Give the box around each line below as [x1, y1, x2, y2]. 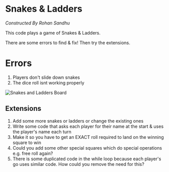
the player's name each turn [12, 128, 72, 135]
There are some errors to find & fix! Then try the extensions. [5, 39, 131, 46]
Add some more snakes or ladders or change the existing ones [12, 118, 144, 124]
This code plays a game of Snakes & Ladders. [5, 30, 101, 36]
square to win [12, 139, 41, 146]
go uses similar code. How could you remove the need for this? [12, 161, 145, 167]
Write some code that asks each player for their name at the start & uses [12, 123, 164, 129]
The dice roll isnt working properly [12, 79, 85, 85]
